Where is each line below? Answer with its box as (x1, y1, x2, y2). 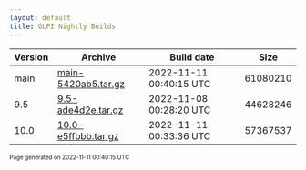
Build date (169, 51, 215, 64)
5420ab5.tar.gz (57, 77, 126, 90)
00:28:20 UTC (148, 104, 211, 116)
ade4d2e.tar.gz (57, 104, 124, 116)
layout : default (9, 13, 71, 23)
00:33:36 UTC (148, 129, 211, 142)
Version (14, 51, 49, 64)
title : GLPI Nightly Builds (9, 22, 117, 31)
